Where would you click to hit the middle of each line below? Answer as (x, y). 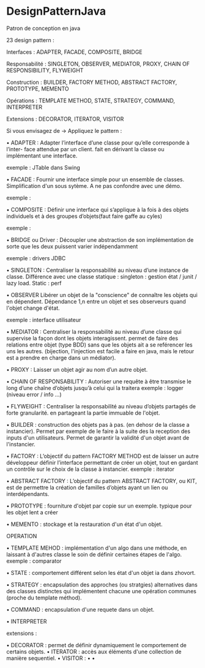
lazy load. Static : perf (34, 283)
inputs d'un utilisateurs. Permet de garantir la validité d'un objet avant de (98, 437)
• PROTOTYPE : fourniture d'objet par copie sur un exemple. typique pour (99, 506)
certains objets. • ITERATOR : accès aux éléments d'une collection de (94, 651)
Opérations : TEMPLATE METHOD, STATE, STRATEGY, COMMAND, (91, 100)
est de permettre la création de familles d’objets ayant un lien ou (87, 487)
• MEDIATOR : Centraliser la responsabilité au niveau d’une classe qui (94, 331)
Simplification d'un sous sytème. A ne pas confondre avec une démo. (94, 186)
